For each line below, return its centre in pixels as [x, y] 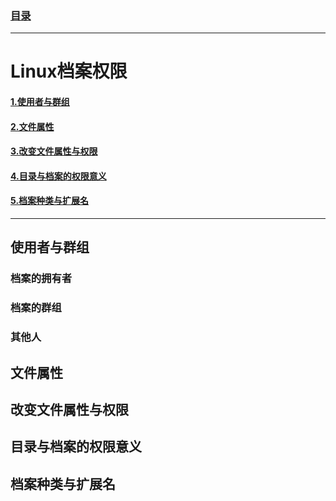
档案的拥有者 [41, 279]
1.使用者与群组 [40, 102]
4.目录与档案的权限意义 [58, 176]
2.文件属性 [32, 126]
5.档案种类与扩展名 [50, 201]
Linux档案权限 [69, 71]
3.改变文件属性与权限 [54, 151]
